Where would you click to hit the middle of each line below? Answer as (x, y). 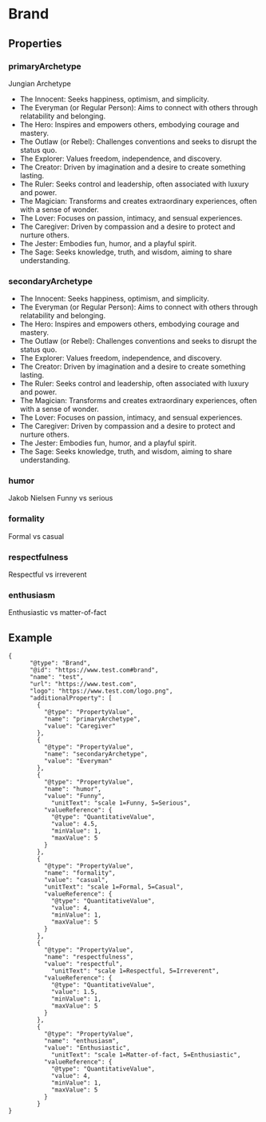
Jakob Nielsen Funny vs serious (61, 498)
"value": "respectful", (83, 964)
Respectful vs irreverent (48, 575)
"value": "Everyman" (78, 761)
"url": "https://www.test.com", (83, 685)
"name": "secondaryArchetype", (96, 754)
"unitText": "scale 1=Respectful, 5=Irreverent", (135, 971)
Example (30, 638)
